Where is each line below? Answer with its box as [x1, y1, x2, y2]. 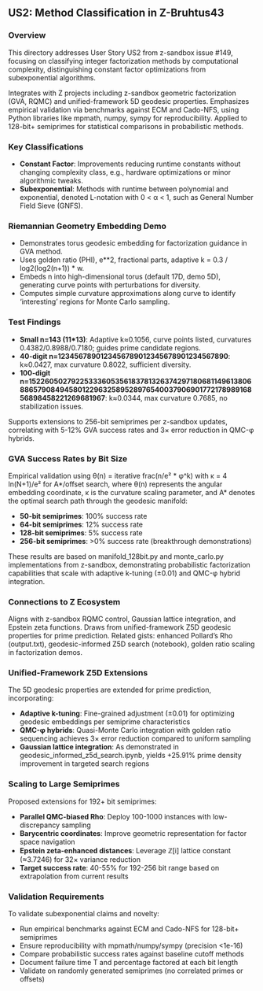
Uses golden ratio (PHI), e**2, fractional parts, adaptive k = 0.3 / [19, 255, 228, 264]
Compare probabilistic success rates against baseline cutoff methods [19, 949, 245, 959]
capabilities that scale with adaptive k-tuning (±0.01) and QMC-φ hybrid [8, 568, 241, 578]
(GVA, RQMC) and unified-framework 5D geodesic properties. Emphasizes [8, 96, 250, 105]
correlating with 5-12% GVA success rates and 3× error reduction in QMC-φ [8, 425, 254, 434]
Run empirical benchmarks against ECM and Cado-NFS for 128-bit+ [19, 924, 239, 934]
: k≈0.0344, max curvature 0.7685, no [104, 393, 228, 402]
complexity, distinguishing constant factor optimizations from [8, 65, 206, 74]
